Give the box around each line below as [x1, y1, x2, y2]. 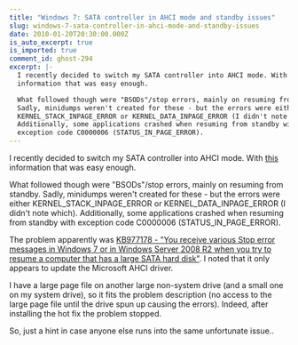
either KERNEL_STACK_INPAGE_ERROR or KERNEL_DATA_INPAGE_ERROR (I [9, 198, 286, 209]
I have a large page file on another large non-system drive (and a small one [9, 280, 284, 290]
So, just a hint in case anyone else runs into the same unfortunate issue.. [9, 325, 275, 336]
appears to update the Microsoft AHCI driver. [9, 263, 174, 273]
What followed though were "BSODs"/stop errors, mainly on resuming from [9, 180, 284, 189]
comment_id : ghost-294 [9, 54, 93, 63]
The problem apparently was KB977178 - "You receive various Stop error [9, 235, 276, 245]
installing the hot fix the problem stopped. [9, 309, 162, 318]
